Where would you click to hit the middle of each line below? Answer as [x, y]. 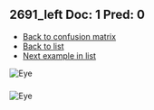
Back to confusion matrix [69, 36]
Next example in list [59, 55]
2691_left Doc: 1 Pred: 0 [77, 15]
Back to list [43, 46]
